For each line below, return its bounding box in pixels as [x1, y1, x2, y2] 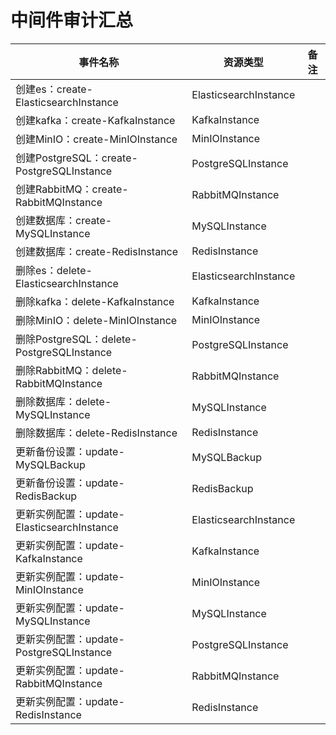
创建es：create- [15, 82, 93, 96]
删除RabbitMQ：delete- [15, 363, 128, 377]
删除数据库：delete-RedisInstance [15, 426, 178, 440]
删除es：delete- [15, 263, 93, 277]
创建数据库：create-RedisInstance [15, 244, 179, 258]
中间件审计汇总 [10, 9, 134, 32]
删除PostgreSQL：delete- [15, 332, 138, 346]
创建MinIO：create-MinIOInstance [15, 132, 178, 146]
